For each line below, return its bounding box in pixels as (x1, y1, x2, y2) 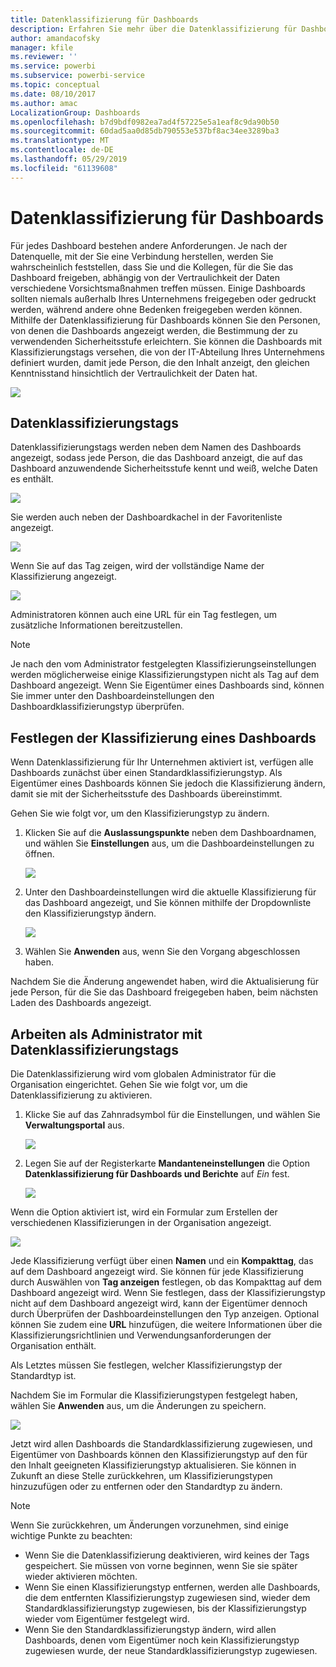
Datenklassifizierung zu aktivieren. (10, 1089, 153, 1101)
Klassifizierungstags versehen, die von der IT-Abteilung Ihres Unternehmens (10, 346, 325, 358)
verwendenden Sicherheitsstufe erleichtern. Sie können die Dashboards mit (10, 335, 323, 347)
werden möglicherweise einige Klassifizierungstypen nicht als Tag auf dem (10, 669, 320, 681)
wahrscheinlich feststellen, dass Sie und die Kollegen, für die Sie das (10, 261, 294, 273)
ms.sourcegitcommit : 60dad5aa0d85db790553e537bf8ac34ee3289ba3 (10, 126, 280, 136)
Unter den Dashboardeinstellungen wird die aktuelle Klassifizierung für (24, 886, 317, 898)
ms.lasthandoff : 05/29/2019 (10, 154, 128, 164)
